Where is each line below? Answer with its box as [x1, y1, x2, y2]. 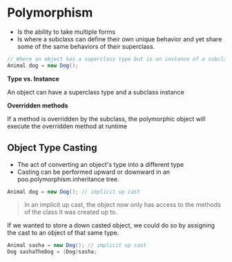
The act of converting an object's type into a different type [17, 160, 184, 168]
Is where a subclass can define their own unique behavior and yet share [17, 34, 222, 43]
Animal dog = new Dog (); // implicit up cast [7, 188, 140, 195]
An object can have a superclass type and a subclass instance [7, 88, 184, 96]
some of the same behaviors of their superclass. [17, 42, 155, 50]
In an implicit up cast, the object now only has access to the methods [23, 201, 221, 209]
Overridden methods [7, 101, 68, 110]
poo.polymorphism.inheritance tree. [17, 174, 119, 183]
